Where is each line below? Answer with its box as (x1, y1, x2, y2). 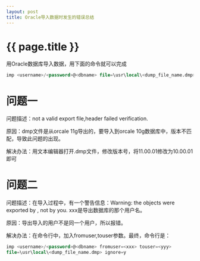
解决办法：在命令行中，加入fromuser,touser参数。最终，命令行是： (6, 232, 171, 239)
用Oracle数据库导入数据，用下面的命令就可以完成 (6, 60, 127, 67)
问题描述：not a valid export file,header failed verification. (6, 115, 149, 122)
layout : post (6, 8, 39, 15)
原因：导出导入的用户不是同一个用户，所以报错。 (6, 219, 126, 226)
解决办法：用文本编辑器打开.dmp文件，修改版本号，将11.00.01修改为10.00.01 (6, 148, 193, 155)
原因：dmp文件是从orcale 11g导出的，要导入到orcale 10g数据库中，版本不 (6, 128, 187, 135)
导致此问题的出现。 (16, 135, 64, 142)
